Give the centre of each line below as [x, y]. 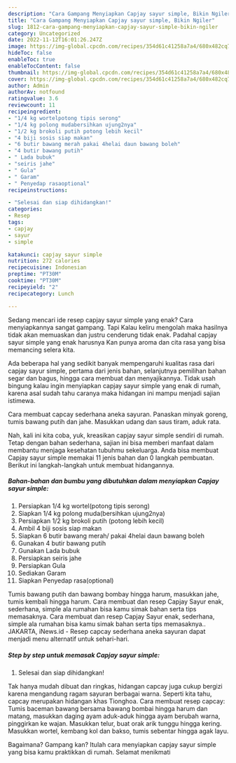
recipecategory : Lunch [41, 293]
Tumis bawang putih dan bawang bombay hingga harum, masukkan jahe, [113, 595]
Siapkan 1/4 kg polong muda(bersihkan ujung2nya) [91, 514]
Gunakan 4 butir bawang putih [62, 543]
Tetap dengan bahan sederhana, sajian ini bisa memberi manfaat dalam [111, 442]
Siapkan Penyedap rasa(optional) [66, 580]
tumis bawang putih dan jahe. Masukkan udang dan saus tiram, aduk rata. [114, 421]
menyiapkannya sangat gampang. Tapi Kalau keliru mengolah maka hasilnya [118, 327]
